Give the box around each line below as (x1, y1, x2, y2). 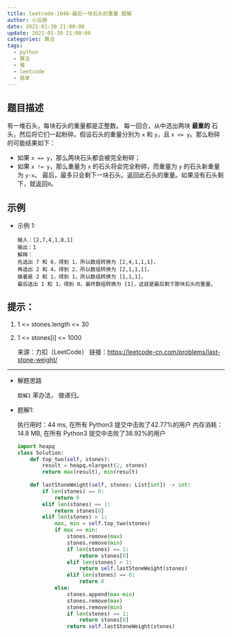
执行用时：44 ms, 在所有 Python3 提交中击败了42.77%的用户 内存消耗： (17, 420, 223, 429)
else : (54, 584, 70, 592)
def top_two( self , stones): (30, 456, 110, 463)
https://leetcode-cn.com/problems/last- (106, 348, 221, 356)
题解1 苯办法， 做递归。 (17, 391, 83, 399)
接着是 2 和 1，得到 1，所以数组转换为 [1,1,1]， (17, 273, 146, 280)
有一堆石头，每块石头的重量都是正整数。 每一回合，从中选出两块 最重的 (7, 122, 211, 130)
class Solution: (17, 449, 64, 456)
